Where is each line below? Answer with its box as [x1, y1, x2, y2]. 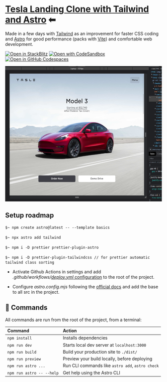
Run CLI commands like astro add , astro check [63, 363, 159, 369]
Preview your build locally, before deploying [63, 356, 153, 362]
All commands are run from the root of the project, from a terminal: [5, 317, 142, 323]
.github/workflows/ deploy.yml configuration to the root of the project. [12, 274, 155, 280]
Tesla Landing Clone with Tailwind [5, 3, 149, 15]
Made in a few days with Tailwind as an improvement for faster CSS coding [5, 30, 159, 36]
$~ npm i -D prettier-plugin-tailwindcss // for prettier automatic [5, 255, 150, 260]
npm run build [7, 350, 37, 355]
